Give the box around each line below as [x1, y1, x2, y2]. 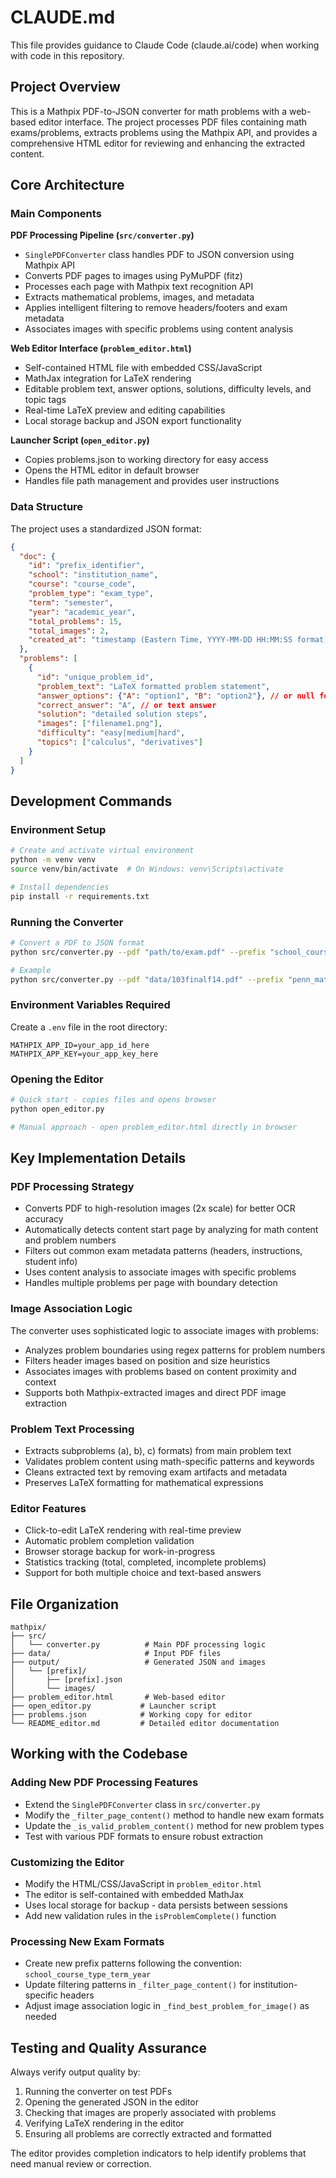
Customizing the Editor [10, 1855, 125, 1869]
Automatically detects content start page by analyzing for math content [24, 1224, 319, 1236]
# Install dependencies [10, 882, 110, 892]
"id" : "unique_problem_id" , [36, 672, 155, 682]
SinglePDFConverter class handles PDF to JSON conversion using [24, 249, 295, 261]
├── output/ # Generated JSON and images [10, 1657, 267, 1668]
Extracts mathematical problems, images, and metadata [24, 291, 255, 303]
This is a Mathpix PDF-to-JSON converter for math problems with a [10, 105, 288, 117]
